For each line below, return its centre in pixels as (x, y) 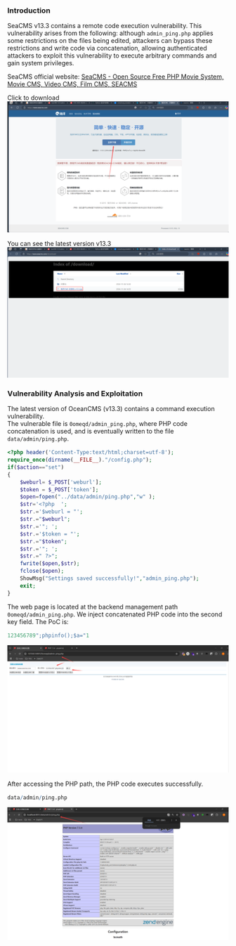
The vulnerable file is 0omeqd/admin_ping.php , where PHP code (98, 424)
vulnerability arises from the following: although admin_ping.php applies (110, 33)
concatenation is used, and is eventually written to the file (91, 432)
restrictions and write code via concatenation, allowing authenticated (107, 48)
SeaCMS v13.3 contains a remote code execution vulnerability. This (105, 26)
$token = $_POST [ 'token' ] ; (59, 490)
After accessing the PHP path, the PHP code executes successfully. (105, 784)
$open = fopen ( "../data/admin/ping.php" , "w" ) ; (88, 497)
